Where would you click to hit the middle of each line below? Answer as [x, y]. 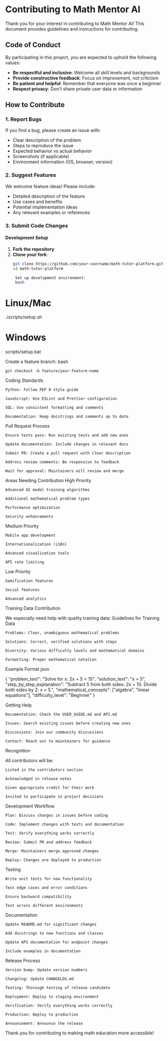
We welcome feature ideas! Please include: [50, 186]
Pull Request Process [27, 426]
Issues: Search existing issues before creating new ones [68, 723]
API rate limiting [25, 562]
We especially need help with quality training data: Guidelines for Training [82, 618]
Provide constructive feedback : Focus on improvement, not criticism [86, 78]
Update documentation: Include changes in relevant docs [67, 445]
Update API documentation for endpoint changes [57, 942]
